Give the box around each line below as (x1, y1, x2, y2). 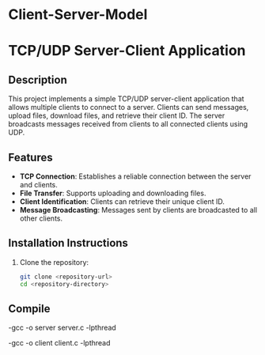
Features (8, 150, 53, 164)
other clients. (19, 213, 63, 223)
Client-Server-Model (8, 6, 148, 24)
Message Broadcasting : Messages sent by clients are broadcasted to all (19, 206, 258, 214)
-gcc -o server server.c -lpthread (8, 323, 116, 333)
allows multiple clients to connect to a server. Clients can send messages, (8, 103, 249, 112)
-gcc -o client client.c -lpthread (8, 338, 111, 348)
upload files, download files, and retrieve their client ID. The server (8, 111, 225, 120)
